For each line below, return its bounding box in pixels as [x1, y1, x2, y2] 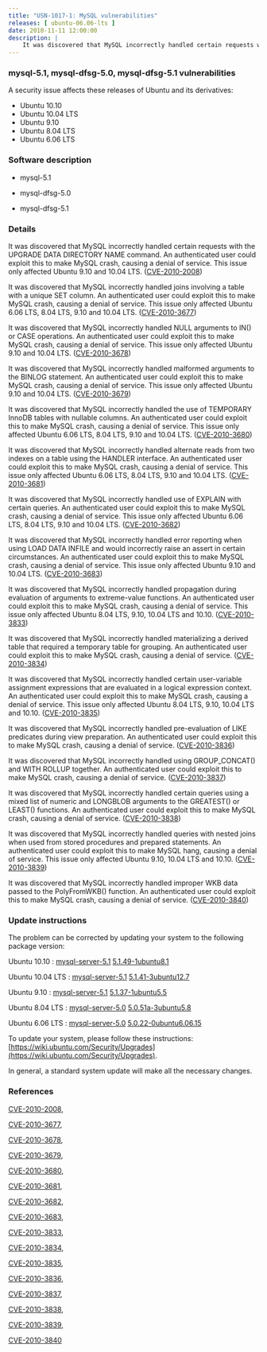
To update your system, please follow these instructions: [8, 1034, 193, 1043]
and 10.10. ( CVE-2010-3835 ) [8, 709, 101, 718]
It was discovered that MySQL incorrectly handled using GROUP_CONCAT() [8, 756, 256, 766]
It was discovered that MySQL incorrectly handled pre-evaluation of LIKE [8, 724, 247, 733]
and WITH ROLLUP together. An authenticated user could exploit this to [8, 764, 242, 774]
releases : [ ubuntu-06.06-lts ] [8, 19, 115, 27]
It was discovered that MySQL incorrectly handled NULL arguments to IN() [8, 323, 252, 332]
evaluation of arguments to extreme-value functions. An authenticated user [8, 593, 255, 603]
